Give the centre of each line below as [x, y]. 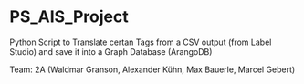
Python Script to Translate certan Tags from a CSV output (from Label [141, 42]
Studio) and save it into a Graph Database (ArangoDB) [111, 51]
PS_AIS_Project [69, 17]
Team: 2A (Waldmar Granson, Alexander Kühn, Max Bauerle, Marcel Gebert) [152, 69]
